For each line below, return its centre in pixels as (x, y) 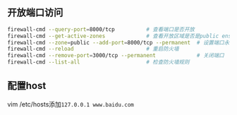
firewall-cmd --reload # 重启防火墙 (93, 49)
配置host (27, 86)
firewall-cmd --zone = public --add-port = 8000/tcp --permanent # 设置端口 (116, 42)
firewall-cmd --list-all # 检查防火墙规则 (98, 62)
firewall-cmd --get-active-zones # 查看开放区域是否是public (113, 36)
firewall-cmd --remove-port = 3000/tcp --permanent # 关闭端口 (116, 56)
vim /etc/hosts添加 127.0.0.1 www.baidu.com (71, 104)
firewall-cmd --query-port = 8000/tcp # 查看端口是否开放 (101, 29)
